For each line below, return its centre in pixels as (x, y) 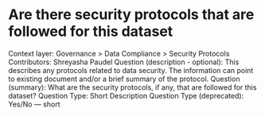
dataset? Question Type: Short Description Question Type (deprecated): (126, 95)
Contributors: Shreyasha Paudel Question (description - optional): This (124, 62)
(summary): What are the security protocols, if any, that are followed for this (132, 87)
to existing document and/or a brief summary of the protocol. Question (124, 79)
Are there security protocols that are (131, 15)
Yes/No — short (34, 104)
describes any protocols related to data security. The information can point (131, 70)
